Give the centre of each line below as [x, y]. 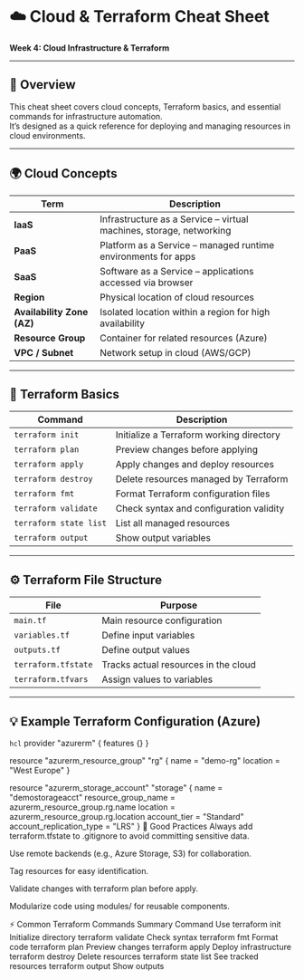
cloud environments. [47, 135]
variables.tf [42, 635]
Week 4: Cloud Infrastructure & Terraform [90, 48]
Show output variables [163, 538]
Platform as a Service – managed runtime [187, 245]
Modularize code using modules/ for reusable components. [120, 906]
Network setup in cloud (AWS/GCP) [175, 352]
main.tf [30, 621]
